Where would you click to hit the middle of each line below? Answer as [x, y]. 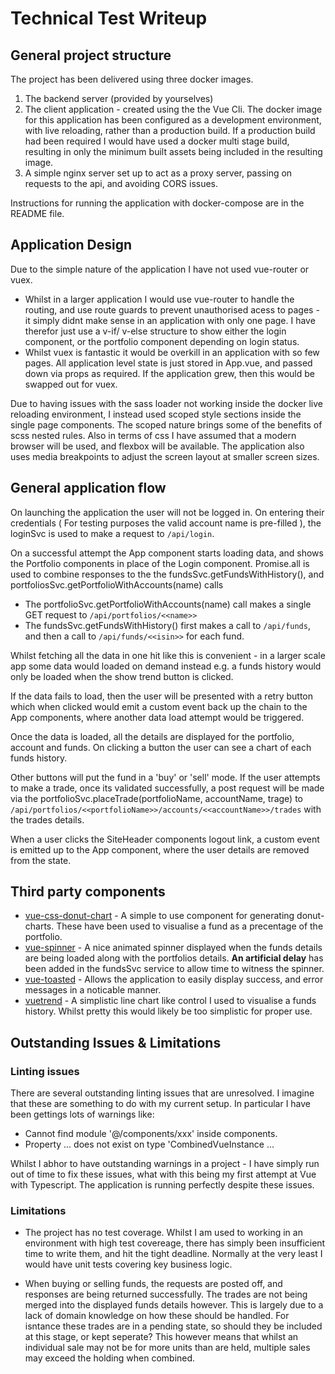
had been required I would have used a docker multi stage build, [157, 141]
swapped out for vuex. [71, 384]
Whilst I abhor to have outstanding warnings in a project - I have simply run [165, 1164]
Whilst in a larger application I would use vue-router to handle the [159, 299]
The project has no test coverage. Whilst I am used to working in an [163, 1233]
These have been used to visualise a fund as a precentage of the [190, 926]
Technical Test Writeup [109, 18]
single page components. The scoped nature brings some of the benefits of [166, 424]
